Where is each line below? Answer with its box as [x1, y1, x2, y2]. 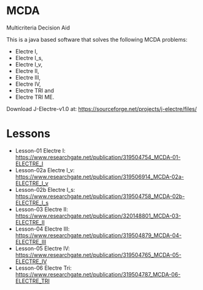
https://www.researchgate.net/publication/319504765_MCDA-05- [15, 251, 182, 258]
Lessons [6, 127, 51, 141]
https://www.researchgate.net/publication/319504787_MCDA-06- [15, 270, 181, 278]
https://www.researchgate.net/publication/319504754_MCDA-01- [15, 153, 181, 161]
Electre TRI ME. [15, 93, 55, 101]
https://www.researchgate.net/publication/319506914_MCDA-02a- [15, 173, 184, 180]
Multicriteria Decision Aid [6, 24, 71, 31]
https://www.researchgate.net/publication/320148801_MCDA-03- [15, 212, 182, 219]
